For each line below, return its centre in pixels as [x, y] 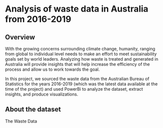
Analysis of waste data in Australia [77, 9]
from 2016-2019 [38, 19]
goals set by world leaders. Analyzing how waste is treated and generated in [82, 59]
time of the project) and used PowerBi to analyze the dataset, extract [74, 89]
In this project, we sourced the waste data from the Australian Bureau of [77, 79]
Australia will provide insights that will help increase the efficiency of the [77, 64]
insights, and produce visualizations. [42, 94]
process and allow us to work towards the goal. [52, 69]
